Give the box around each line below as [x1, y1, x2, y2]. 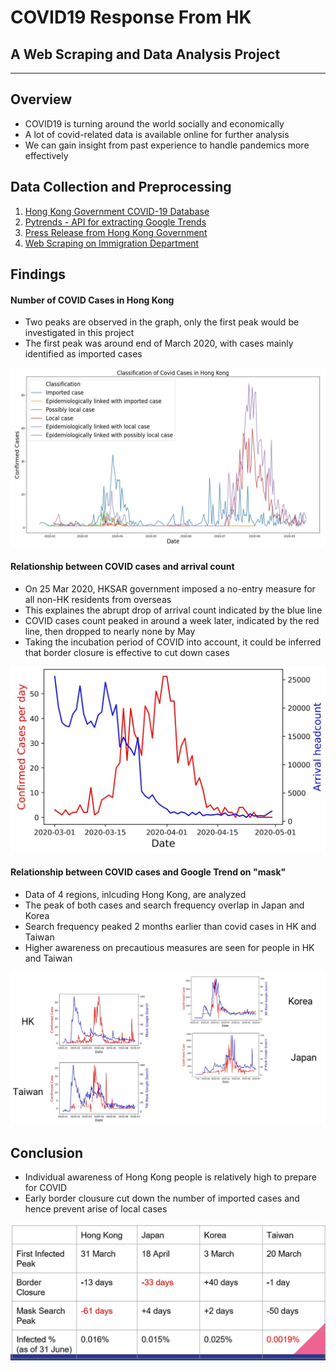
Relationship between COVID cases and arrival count [10, 561, 235, 573]
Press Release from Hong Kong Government [24, 226, 208, 238]
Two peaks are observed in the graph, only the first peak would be [24, 316, 300, 328]
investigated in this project [24, 327, 135, 339]
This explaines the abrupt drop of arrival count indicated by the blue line [24, 604, 323, 616]
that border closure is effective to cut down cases [24, 646, 230, 658]
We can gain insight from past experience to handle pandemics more [24, 139, 310, 151]
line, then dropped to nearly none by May [24, 625, 196, 637]
